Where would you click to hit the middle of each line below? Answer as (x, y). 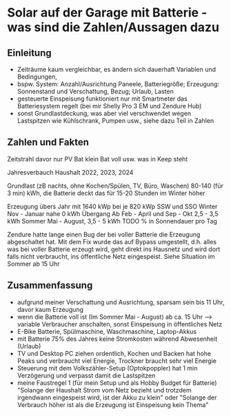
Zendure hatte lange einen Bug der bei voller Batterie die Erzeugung (104, 234)
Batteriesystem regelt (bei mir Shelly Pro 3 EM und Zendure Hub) (109, 106)
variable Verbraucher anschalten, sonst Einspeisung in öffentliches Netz (120, 324)
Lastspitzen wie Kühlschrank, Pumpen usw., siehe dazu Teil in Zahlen (115, 121)
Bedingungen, (37, 77)
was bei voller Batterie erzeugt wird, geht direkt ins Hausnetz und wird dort (114, 249)
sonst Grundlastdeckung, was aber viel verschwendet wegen (104, 113)
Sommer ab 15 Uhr (33, 264)
